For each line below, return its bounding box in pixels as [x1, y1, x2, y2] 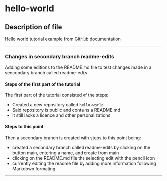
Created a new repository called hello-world [12, 101, 104, 107]
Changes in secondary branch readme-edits [5, 53, 114, 60]
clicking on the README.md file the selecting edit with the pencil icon [12, 155, 155, 161]
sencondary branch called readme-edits [5, 70, 88, 76]
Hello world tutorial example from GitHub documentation [5, 36, 121, 42]
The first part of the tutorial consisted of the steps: [5, 92, 109, 98]
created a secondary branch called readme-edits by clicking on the [12, 144, 151, 150]
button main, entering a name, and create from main [12, 150, 119, 156]
